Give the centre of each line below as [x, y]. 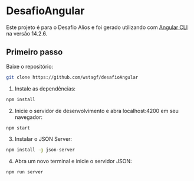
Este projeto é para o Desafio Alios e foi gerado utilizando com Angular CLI [97, 27]
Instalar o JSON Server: [43, 139]
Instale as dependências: [45, 88]
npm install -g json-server [41, 150]
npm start [18, 128]
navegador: [29, 117]
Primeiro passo [34, 52]
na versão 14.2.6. [27, 33]
